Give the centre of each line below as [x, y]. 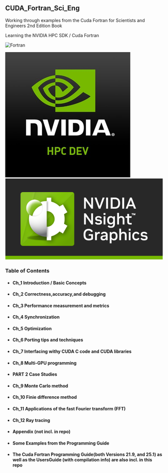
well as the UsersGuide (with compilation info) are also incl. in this [82, 460]
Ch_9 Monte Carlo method [40, 386]
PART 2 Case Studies [35, 374]
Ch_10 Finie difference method [44, 397]
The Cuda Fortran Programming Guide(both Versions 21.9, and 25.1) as [87, 454]
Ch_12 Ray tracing [31, 420]
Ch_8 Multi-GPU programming [44, 363]
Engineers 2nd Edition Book [34, 26]
